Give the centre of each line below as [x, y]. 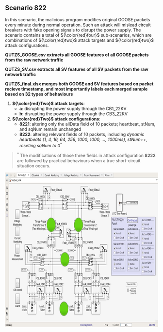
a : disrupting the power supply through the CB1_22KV [73, 108]
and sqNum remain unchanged [50, 129]
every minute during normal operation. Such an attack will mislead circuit [78, 25]
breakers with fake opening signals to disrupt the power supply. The [73, 30]
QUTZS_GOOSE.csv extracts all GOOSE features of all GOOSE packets [77, 55]
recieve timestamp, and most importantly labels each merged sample [76, 89]
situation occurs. [34, 166]
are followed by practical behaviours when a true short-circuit [79, 161]
